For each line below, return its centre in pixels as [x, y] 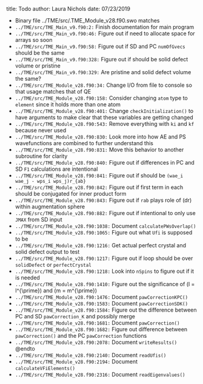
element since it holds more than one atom [68, 105]
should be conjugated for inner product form [71, 194]
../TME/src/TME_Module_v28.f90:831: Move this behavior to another [99, 149]
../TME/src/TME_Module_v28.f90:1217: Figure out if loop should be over [104, 258]
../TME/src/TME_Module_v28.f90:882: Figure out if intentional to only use [105, 213]
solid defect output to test [47, 252]
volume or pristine [38, 66]
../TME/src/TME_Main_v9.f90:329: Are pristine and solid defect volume [103, 72]
